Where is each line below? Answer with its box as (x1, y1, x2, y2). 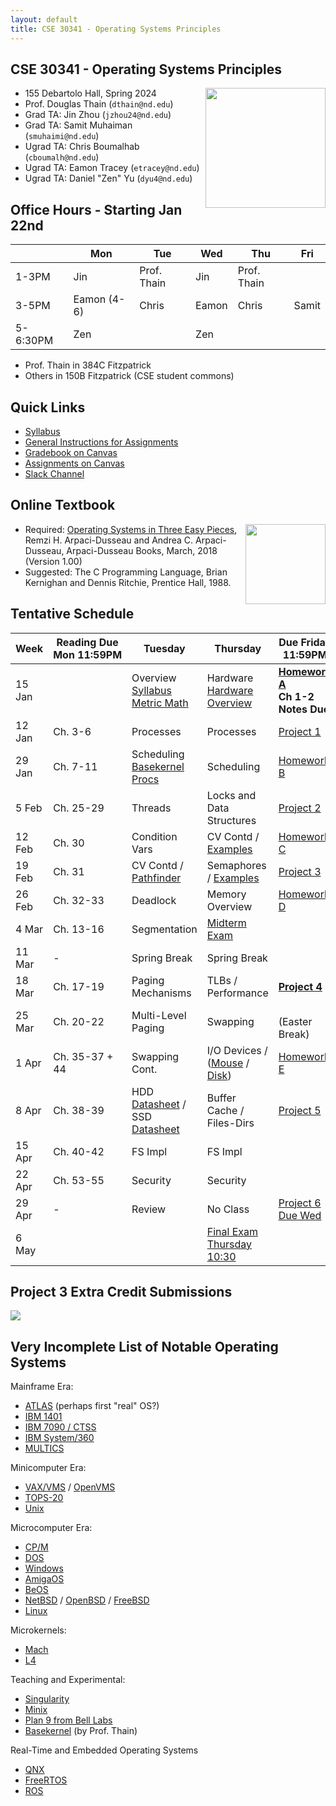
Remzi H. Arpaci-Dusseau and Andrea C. (24, 534, 194, 546)
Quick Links (10, 399, 86, 416)
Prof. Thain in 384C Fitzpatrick (24, 359, 152, 371)
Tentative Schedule (10, 606, 135, 623)
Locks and (206, 788, 257, 802)
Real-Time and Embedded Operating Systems (10, 1744, 199, 1756)
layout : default (10, 14, 78, 25)
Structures (206, 813, 257, 827)
